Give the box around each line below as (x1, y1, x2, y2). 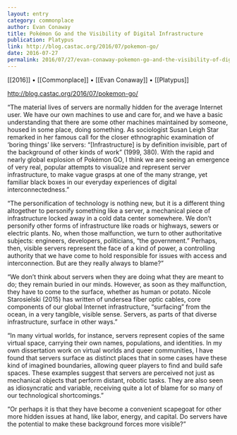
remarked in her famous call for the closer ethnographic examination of (7, 133, 214, 141)
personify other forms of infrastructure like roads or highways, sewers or (7, 221, 219, 230)
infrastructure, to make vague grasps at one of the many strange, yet (7, 170, 208, 178)
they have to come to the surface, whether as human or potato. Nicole (7, 287, 212, 296)
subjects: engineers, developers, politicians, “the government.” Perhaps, (7, 236, 217, 245)
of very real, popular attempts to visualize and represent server (7, 163, 191, 171)
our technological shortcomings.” (7, 391, 104, 399)
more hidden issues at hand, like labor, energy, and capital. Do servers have (7, 412, 228, 420)
